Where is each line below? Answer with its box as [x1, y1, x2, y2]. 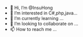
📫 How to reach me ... [10, 26, 57, 32]
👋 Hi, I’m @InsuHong [10, 5, 53, 10]
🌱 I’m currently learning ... [10, 15, 64, 21]
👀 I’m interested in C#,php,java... [10, 10, 78, 16]
